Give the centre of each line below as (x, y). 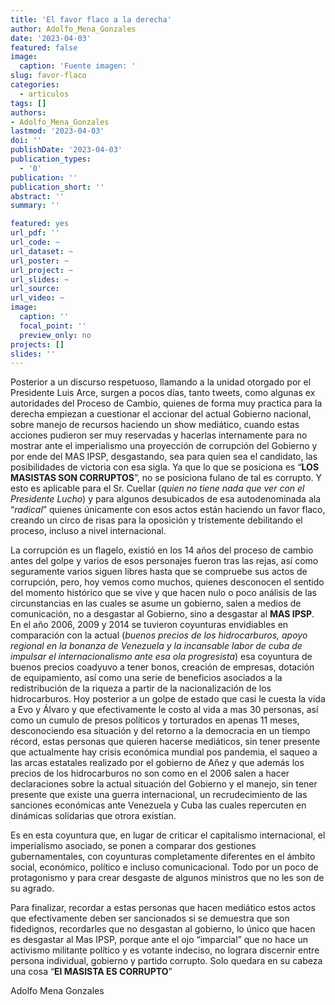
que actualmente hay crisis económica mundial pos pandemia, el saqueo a (164, 752)
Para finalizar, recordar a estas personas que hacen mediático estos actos (163, 908)
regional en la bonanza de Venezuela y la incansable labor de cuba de (156, 646)
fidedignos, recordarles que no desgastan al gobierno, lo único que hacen (163, 929)
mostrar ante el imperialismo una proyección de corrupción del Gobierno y (164, 446)
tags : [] (28, 103)
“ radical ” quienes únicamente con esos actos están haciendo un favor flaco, (168, 510)
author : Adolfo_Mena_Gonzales (73, 29)
